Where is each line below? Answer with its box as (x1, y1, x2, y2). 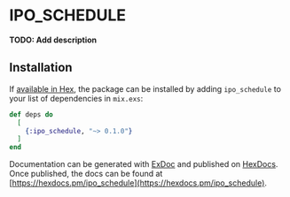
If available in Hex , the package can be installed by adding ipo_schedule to (9, 83, 282, 94)
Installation (9, 60, 73, 75)
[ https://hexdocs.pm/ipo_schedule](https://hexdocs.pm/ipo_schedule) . (9, 178, 268, 188)
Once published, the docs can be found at (9, 169, 163, 179)
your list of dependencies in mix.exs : (9, 93, 144, 103)
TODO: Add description (9, 34, 98, 45)
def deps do (9, 110, 53, 119)
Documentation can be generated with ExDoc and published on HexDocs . (9, 159, 278, 170)
